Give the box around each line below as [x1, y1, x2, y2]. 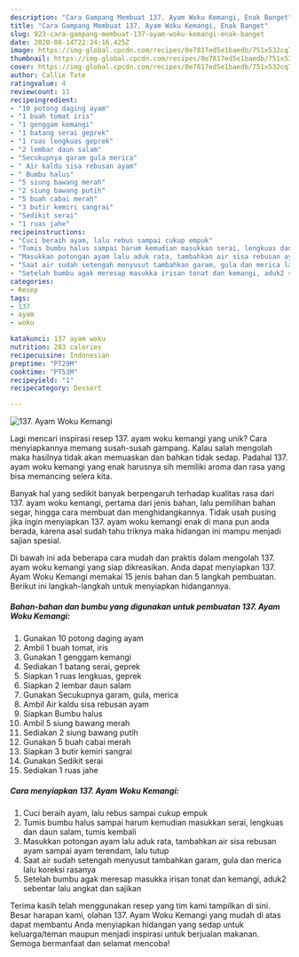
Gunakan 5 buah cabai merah [22, 737, 131, 747]
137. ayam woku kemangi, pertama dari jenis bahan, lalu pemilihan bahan [10, 498, 276, 509]
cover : [10, 63, 35, 72]
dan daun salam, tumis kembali [22, 826, 137, 837]
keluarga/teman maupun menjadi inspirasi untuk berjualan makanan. [10, 929, 260, 939]
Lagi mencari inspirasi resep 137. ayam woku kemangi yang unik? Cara [10, 433, 267, 444]
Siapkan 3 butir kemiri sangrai [22, 747, 132, 757]
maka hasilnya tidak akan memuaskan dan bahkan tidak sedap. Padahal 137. [10, 452, 288, 463]
